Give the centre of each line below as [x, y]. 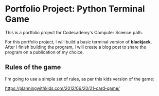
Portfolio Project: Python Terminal [75, 9]
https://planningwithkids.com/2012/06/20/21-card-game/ [62, 88]
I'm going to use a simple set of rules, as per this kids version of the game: [80, 79]
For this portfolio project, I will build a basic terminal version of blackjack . [79, 41]
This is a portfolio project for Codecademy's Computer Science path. [74, 32]
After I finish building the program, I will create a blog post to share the [76, 47]
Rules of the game [33, 67]
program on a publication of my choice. [44, 52]
